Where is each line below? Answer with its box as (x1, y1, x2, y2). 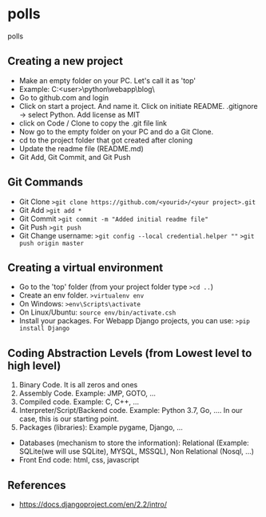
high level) (7, 359, 62, 372)
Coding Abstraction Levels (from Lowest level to (7, 346, 252, 360)
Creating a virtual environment (7, 261, 164, 275)
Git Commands (7, 175, 84, 189)
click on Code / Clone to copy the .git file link (18, 118, 168, 128)
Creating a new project (7, 54, 123, 68)
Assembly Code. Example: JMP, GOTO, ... (18, 389, 157, 399)
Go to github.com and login (18, 93, 109, 102)
